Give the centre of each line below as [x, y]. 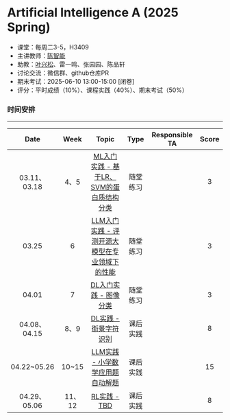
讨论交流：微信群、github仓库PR [63, 73]
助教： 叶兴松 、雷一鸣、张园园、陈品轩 [71, 64]
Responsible [172, 135]
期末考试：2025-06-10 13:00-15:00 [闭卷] [76, 81]
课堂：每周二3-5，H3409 [53, 47]
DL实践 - [105, 318]
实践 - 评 [105, 231]
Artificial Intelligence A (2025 [93, 13]
